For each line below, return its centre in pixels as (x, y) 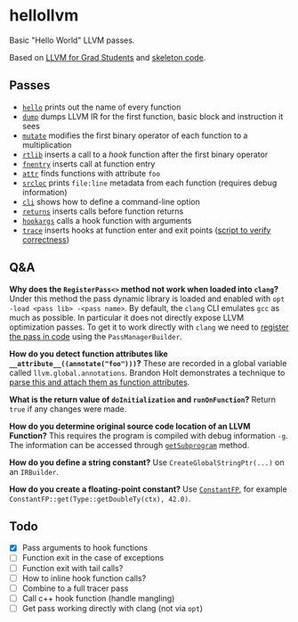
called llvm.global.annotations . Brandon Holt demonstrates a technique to (147, 372)
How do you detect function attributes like (89, 354)
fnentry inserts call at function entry (89, 164)
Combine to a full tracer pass (75, 588)
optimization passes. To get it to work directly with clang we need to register (149, 327)
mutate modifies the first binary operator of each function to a (135, 135)
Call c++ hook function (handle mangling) (98, 598)
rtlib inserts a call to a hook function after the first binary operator (145, 154)
